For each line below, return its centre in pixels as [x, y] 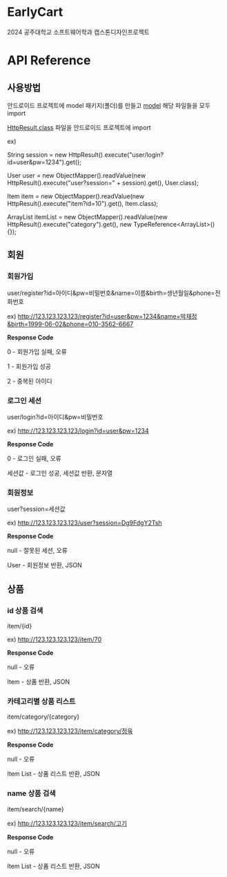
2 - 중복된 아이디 [30, 381]
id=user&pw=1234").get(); [44, 162]
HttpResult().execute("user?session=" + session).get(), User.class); [103, 182]
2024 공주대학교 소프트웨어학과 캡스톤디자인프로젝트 [78, 32]
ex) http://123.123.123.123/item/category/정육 [70, 731]
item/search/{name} [36, 809]
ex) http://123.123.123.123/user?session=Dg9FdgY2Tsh [85, 523]
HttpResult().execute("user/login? [116, 154]
